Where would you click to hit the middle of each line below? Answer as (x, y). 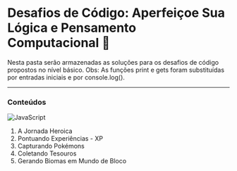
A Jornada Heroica (45, 131)
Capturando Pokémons (51, 146)
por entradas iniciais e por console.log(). (66, 77)
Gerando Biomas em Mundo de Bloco (72, 161)
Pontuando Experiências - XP (60, 139)
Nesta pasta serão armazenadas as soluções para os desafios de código (113, 62)
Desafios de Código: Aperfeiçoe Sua (116, 13)
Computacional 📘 (59, 43)
